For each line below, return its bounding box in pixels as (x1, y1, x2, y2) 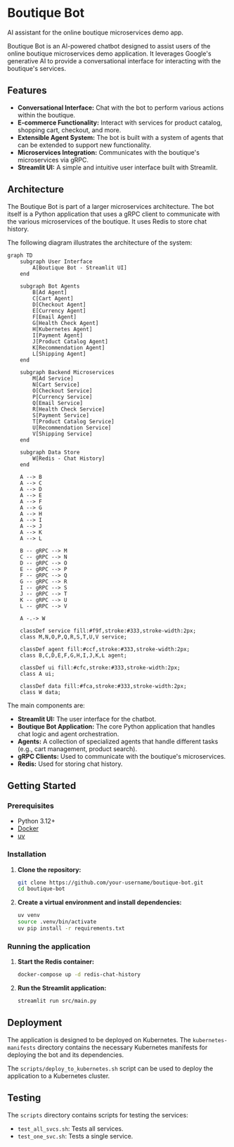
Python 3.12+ (17, 817, 56, 826)
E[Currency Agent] (32, 307, 86, 314)
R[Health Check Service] (32, 406, 105, 413)
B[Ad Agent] (32, 288, 68, 296)
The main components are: (7, 701, 86, 710)
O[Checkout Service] (32, 387, 93, 395)
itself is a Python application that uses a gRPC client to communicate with (7, 210, 220, 218)
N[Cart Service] (32, 381, 80, 388)
